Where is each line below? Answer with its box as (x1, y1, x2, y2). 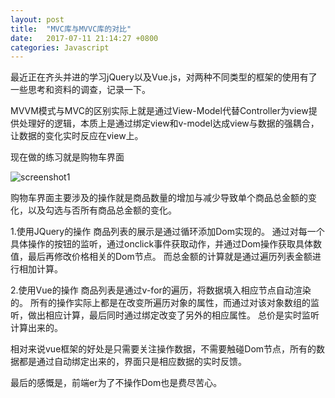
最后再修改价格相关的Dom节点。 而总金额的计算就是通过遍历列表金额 (27, 251, 313, 263)
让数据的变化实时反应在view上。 (10, 130, 144, 142)
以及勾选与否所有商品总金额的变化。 (27, 204, 177, 216)
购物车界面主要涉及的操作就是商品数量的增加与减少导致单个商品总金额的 (10, 192, 308, 204)
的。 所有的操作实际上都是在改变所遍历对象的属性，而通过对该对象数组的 (10, 297, 311, 309)
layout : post (10, 14, 65, 25)
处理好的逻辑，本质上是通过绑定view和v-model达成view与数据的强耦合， (18, 117, 320, 130)
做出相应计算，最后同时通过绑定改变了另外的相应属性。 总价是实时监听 (27, 309, 320, 321)
